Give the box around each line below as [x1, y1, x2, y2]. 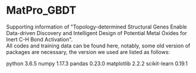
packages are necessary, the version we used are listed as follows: [6, 48, 170, 55]
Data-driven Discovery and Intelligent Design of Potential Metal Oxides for [6, 29, 187, 36]
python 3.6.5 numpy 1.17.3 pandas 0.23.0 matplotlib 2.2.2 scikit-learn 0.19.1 [6, 60, 188, 67]
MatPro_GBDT [6, 4, 77, 17]
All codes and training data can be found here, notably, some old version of [6, 42, 191, 49]
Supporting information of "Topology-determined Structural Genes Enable [6, 23, 187, 30]
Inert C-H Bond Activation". [6, 36, 73, 43]
